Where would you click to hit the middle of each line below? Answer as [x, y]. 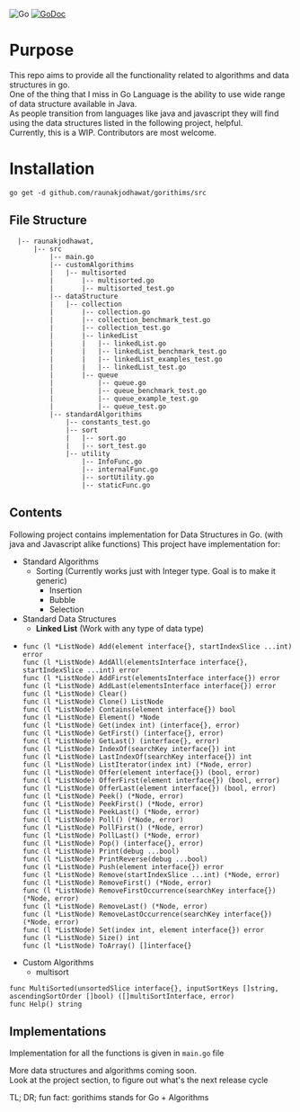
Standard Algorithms [60, 561]
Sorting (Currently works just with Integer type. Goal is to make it [156, 570]
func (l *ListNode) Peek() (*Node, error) [103, 796]
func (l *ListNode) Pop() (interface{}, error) [113, 843]
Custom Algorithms [58, 962]
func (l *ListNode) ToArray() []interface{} [107, 946]
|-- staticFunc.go [116, 485]
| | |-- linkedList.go [108, 343]
